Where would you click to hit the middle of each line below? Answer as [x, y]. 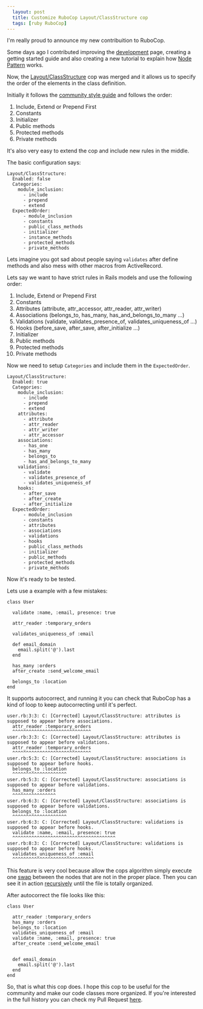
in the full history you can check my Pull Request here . [75, 1000]
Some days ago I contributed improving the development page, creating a [99, 52]
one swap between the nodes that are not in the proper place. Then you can [102, 877]
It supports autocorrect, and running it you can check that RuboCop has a [99, 698]
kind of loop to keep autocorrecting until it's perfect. [72, 705]
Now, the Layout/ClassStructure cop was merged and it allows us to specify [101, 77]
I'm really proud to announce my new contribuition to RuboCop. [86, 41]
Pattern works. [25, 65]
